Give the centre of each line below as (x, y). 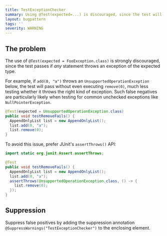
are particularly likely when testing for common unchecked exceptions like (82, 97)
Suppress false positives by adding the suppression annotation (70, 222)
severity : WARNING (24, 28)
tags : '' (14, 24)
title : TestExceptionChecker (35, 10)
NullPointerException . (28, 102)
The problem (25, 49)
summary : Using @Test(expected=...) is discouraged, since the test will (84, 14)
